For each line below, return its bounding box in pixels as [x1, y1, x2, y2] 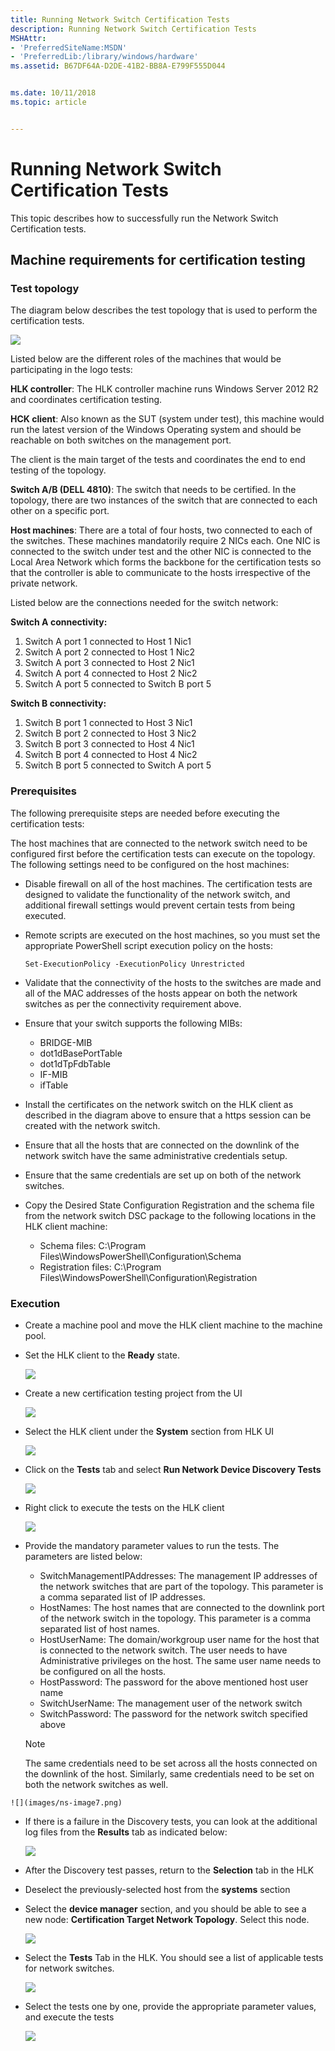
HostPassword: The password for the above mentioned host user [39, 1676, 309, 1688]
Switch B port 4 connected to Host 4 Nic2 [24, 749, 198, 761]
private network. [10, 577, 78, 590]
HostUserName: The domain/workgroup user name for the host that [39, 1633, 320, 1645]
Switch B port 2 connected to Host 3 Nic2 [24, 727, 197, 740]
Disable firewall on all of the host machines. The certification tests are [24, 877, 313, 890]
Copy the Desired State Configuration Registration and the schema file [24, 1199, 315, 1211]
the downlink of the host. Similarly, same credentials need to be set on [24, 1767, 315, 1780]
